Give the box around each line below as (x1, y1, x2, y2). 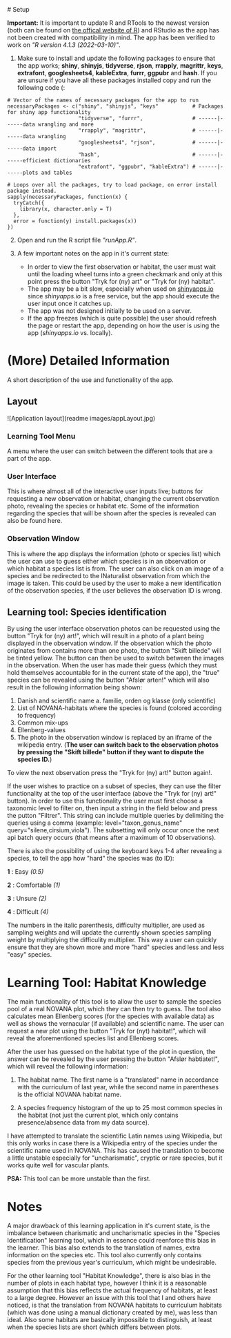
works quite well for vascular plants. (7, 1161, 110, 1169)
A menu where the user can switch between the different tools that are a (7, 447, 213, 455)
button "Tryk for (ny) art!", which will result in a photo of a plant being (7, 632, 205, 640)
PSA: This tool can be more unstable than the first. (7, 1174, 151, 1183)
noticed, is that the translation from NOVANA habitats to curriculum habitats (7, 1301, 222, 1310)
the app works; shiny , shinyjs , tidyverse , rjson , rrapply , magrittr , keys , (17, 61, 223, 70)
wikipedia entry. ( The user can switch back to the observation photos (17, 740, 219, 749)
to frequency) (17, 711, 57, 720)
